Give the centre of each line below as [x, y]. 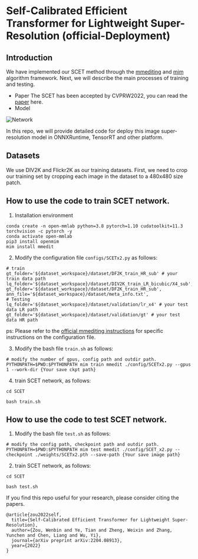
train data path [26, 279]
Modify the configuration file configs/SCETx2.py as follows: [86, 257]
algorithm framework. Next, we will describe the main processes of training [97, 78]
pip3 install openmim [33, 242]
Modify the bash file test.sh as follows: [62, 434]
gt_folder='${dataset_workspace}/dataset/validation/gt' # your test [93, 315]
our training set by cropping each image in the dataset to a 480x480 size [95, 176]
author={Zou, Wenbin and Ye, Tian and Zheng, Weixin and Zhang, [92, 530]
